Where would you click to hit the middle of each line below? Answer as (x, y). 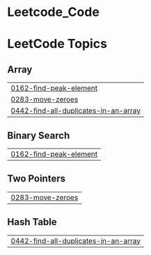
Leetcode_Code (53, 12)
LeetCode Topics (57, 44)
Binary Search (39, 135)
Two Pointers (37, 179)
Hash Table (32, 222)
